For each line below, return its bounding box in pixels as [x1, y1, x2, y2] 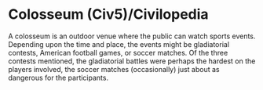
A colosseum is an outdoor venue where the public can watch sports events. [8, 31, 256, 41]
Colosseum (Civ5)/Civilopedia [8, 5, 210, 23]
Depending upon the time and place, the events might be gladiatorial [8, 39, 230, 49]
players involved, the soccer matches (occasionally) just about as [8, 64, 220, 74]
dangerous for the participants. [8, 73, 108, 82]
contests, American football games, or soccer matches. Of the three [8, 48, 228, 57]
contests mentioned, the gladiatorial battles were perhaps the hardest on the [8, 56, 256, 66]
